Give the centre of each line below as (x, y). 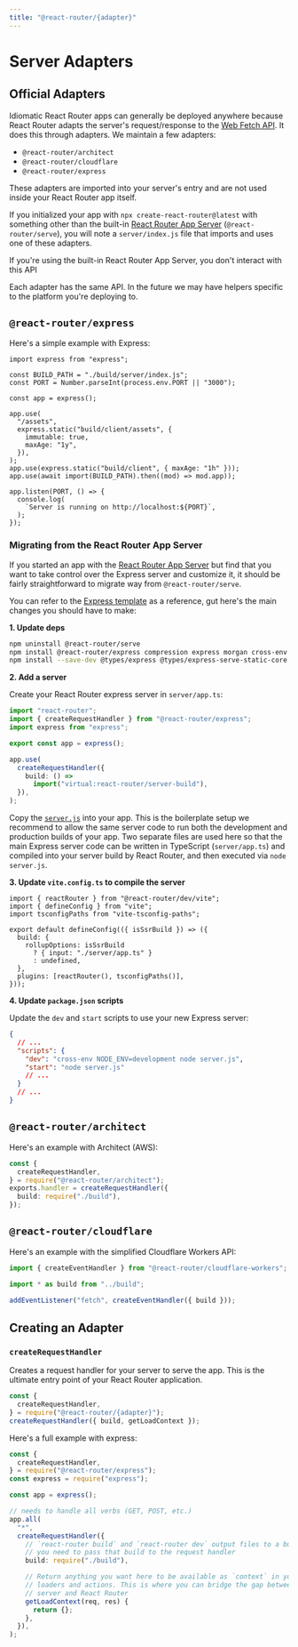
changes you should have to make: (73, 610)
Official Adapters (57, 94)
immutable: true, (57, 438)
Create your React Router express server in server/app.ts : (116, 695)
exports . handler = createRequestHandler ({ (89, 1188)
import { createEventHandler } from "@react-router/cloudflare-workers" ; (149, 1268)
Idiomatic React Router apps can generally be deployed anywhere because (146, 116)
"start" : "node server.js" (75, 1067)
